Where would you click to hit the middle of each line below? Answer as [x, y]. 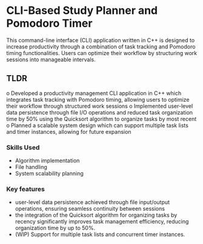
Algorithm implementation [47, 160]
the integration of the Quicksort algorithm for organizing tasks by [96, 215]
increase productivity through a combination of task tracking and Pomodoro [101, 47]
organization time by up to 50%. [55, 228]
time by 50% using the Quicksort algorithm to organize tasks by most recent [101, 119]
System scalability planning [49, 174]
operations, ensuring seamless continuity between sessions [90, 209]
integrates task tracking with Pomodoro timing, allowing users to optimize [98, 99]
